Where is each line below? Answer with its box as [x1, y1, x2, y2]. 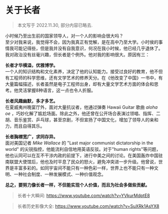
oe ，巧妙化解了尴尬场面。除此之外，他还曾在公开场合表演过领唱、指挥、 [5, 110, 156, 116]
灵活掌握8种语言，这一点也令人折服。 [18, 87, 96, 93]
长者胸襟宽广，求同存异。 [5, 133, 58, 139]
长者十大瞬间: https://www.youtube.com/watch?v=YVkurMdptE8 [17, 192, 150, 198]
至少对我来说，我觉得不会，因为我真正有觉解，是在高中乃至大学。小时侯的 [5, 39, 158, 45]
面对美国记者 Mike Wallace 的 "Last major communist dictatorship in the [5, 140, 153, 146]
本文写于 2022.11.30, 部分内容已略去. [17, 22, 93, 28]
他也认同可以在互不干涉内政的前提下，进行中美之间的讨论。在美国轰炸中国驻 [5, 152, 163, 158]
